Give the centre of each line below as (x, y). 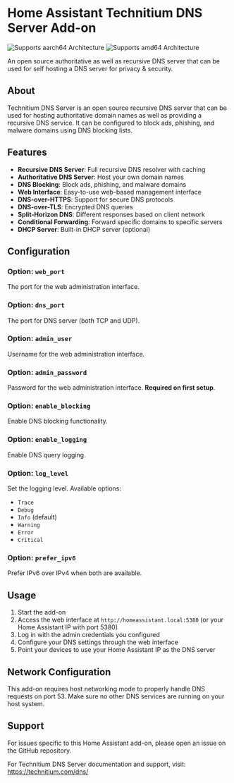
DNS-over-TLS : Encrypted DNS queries (75, 206)
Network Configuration (59, 672)
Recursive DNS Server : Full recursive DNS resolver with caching (111, 169)
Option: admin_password (47, 372)
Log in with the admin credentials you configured (88, 635)
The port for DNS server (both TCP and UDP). (74, 320)
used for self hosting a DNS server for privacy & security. (90, 68)
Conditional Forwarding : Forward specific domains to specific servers (120, 222)
